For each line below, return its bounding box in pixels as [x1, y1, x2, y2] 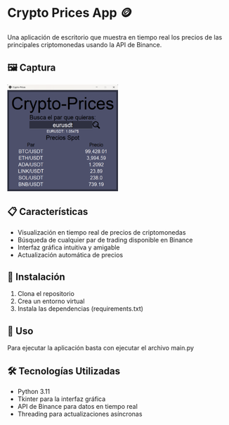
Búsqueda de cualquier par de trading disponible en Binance [17, 235, 193, 244]
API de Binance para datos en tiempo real [17, 402, 138, 411]
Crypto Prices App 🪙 [7, 5, 133, 21]
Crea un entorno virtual [17, 297, 85, 306]
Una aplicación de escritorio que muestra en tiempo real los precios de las [7, 32, 223, 42]
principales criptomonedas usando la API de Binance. [7, 40, 162, 49]
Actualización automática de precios [17, 250, 124, 259]
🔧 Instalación [7, 271, 65, 283]
